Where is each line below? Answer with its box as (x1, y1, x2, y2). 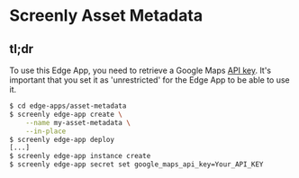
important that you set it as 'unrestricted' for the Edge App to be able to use (9, 75, 290, 85)
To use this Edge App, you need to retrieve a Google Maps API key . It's (9, 65, 272, 76)
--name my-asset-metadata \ (25, 118, 131, 127)
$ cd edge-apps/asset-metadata (9, 102, 127, 111)
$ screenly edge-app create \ (9, 110, 123, 119)
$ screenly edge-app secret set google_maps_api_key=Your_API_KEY (9, 160, 264, 169)
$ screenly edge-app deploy (9, 135, 115, 144)
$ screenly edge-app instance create (9, 152, 151, 161)
